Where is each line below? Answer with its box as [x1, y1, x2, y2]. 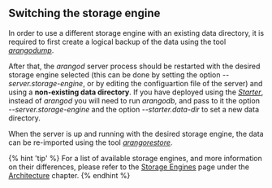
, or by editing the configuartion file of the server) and [82, 78, 263, 88]
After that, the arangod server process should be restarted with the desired [8, 61, 261, 71]
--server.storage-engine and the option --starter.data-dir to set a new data [8, 104, 260, 114]
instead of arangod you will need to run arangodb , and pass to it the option [8, 95, 260, 105]
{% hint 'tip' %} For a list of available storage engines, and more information [8, 153, 262, 163]
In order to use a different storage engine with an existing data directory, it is [8, 28, 265, 37]
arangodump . [8, 45, 54, 55]
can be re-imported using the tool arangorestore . [8, 138, 173, 147]
